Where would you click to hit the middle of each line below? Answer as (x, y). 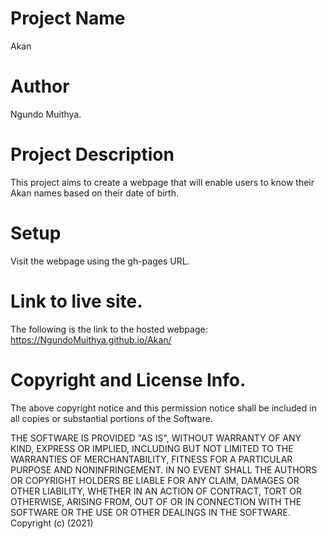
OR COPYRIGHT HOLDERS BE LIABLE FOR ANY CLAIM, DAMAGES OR (155, 480)
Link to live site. (76, 301)
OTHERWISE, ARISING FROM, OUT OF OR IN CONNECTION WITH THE (156, 501)
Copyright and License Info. (128, 379)
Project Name (68, 18)
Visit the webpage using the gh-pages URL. (100, 261)
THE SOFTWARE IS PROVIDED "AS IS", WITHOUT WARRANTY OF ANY (156, 438)
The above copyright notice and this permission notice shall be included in (163, 408)
